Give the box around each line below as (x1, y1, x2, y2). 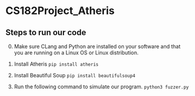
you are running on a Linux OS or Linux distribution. (14, 49, 139, 56)
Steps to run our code (5, 28, 86, 37)
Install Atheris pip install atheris (14, 60, 99, 67)
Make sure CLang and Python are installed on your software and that (14, 43, 181, 50)
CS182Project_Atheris (5, 4, 115, 18)
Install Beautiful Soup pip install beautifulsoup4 (14, 72, 136, 78)
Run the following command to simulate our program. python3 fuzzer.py (14, 83, 189, 90)
